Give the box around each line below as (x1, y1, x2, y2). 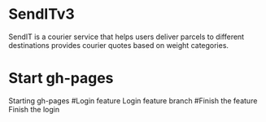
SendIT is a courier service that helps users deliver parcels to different (8, 32, 245, 41)
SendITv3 (8, 5, 75, 24)
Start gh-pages (8, 69, 114, 88)
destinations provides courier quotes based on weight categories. (8, 40, 229, 50)
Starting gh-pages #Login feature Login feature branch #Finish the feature (8, 95, 258, 106)
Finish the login (8, 104, 59, 114)
